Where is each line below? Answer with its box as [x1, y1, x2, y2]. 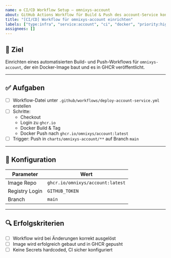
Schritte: [12, 108, 31, 114]
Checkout [20, 114, 41, 120]
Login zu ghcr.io [20, 119, 56, 125]
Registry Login [8, 187, 43, 194]
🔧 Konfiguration [5, 156, 56, 164]
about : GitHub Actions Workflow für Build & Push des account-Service [5, 12, 158, 17]
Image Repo [8, 179, 37, 186]
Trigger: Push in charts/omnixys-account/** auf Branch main [12, 135, 139, 141]
